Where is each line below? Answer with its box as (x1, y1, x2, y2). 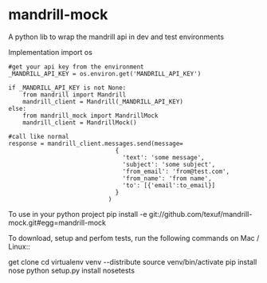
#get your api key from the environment (8, 62, 145, 71)
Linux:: (8, 242, 30, 251)
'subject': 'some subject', (122, 160, 216, 168)
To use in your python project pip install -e (8, 209, 147, 218)
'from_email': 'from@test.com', (122, 167, 230, 175)
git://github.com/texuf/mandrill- (148, 209, 253, 218)
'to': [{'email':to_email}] (122, 181, 216, 189)
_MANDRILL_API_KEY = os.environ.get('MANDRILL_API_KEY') (8, 69, 202, 77)
